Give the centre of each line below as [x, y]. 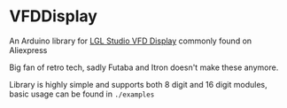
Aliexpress [28, 50]
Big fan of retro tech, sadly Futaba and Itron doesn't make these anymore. [144, 67]
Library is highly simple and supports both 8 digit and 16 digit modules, [138, 84]
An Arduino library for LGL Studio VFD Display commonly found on [131, 41]
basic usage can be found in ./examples [82, 94]
